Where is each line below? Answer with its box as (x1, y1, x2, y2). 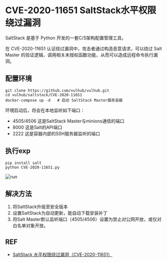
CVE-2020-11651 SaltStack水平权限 (5, 5, 156, 16)
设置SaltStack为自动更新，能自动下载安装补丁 (12, 210, 107, 216)
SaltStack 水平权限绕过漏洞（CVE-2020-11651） (12, 251, 113, 257)
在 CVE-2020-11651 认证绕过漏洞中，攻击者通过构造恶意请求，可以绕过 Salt (5, 45, 162, 51)
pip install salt (5, 160, 42, 165)
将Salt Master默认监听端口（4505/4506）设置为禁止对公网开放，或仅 (12, 216, 157, 222)
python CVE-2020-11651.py (5, 165, 60, 170)
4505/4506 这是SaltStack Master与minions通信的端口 (12, 118, 125, 124)
